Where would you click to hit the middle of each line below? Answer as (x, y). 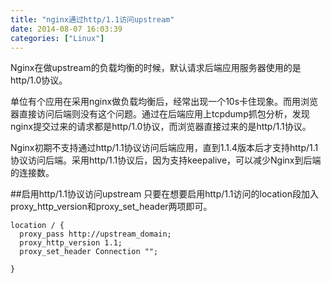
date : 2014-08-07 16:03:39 (66, 29)
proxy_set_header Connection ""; (89, 252)
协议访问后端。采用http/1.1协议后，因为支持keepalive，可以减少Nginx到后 (161, 160)
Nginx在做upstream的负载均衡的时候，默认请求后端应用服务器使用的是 (156, 68)
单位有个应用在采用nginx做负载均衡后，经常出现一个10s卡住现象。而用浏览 (164, 102)
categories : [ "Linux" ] (57, 38)
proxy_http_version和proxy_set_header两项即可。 (111, 207)
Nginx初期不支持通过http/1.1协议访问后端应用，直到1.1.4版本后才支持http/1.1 (164, 148)
